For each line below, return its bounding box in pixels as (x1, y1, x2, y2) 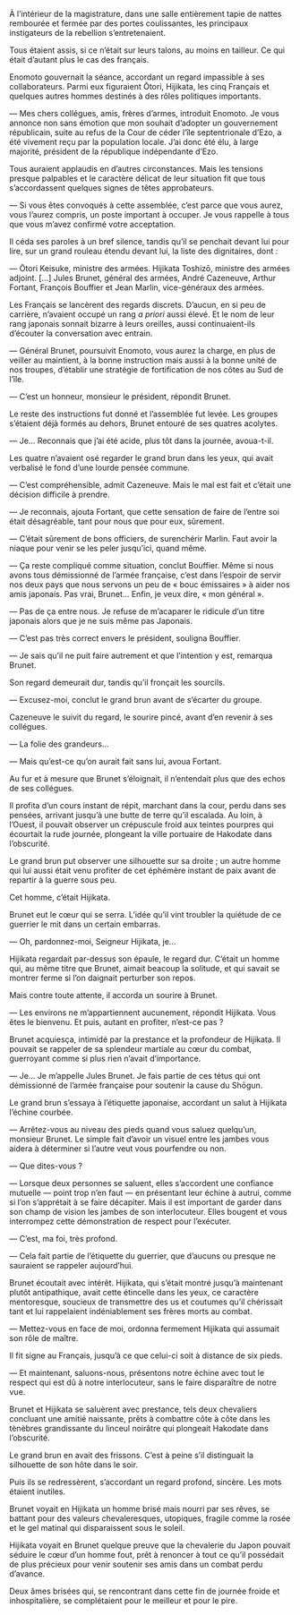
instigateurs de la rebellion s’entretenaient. (9, 28, 167, 38)
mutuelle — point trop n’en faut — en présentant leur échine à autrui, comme (9, 1187, 292, 1198)
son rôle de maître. (9, 1333, 79, 1343)
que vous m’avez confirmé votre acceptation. (9, 219, 176, 229)
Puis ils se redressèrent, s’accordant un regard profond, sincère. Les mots (9, 1477, 282, 1487)
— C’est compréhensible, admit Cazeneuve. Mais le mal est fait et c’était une (9, 480, 292, 490)
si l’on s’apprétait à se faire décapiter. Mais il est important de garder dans (9, 1197, 282, 1208)
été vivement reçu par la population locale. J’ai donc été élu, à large (9, 137, 259, 147)
